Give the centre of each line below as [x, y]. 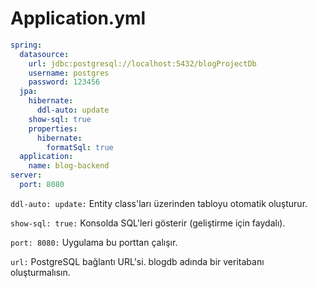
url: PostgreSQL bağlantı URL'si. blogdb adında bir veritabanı [137, 261]
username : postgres [69, 73]
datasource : [44, 54]
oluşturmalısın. [40, 272]
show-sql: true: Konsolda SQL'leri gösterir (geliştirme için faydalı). [148, 223]
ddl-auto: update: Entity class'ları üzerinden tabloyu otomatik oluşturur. [159, 203]
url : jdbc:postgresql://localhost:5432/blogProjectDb [142, 63]
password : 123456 [64, 82]
